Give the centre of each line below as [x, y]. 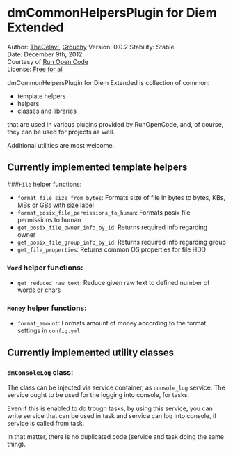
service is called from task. [46, 424]
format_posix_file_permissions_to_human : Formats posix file [104, 212]
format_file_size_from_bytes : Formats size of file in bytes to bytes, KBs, [121, 197]
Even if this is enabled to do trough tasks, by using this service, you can [110, 408]
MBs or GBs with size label [55, 205]
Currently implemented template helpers [97, 168]
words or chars [39, 290]
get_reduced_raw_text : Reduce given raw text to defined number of [113, 283]
